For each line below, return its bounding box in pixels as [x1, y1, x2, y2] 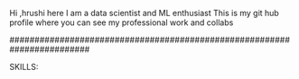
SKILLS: [9, 62, 39, 72]
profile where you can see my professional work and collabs [9, 17, 234, 28]
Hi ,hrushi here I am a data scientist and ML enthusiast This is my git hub [9, 8, 280, 18]
